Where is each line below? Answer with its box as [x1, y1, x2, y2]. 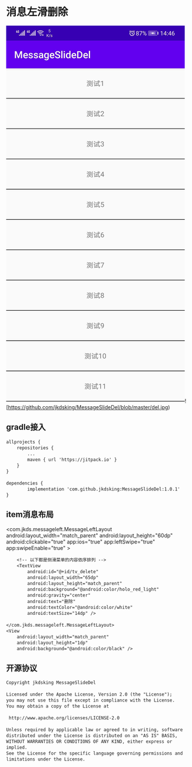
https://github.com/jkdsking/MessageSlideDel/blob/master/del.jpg [8, 403, 168, 410]
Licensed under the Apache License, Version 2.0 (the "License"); [6, 692, 173, 697]
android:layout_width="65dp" [27, 574, 99, 581]
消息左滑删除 [6, 5, 69, 19]
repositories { [16, 445, 54, 451]
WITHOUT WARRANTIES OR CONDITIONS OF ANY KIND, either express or [6, 739, 173, 745]
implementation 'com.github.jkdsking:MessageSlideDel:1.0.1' [27, 486, 181, 492]
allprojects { [6, 439, 41, 445]
